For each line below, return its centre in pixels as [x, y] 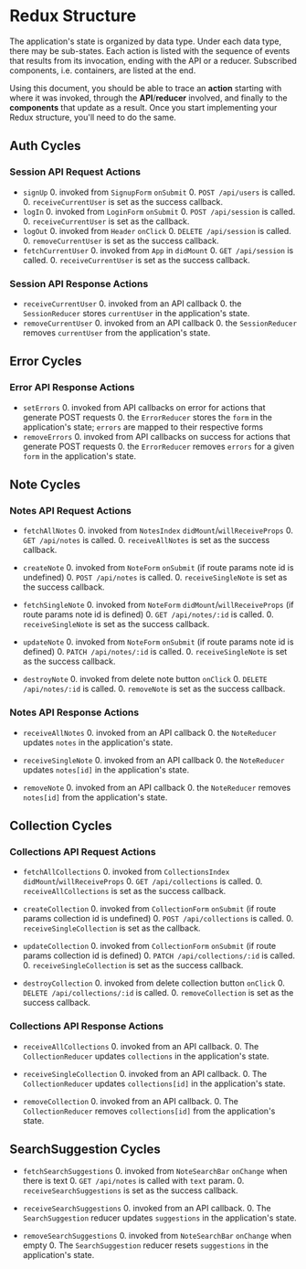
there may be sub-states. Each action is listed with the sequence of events [150, 50]
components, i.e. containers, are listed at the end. [103, 70]
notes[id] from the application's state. [95, 797]
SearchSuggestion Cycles [85, 1149]
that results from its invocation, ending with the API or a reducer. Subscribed [153, 60]
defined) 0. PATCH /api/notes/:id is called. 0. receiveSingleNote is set [155, 652]
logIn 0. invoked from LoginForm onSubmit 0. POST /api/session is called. [159, 211]
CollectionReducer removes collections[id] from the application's [149, 1111]
